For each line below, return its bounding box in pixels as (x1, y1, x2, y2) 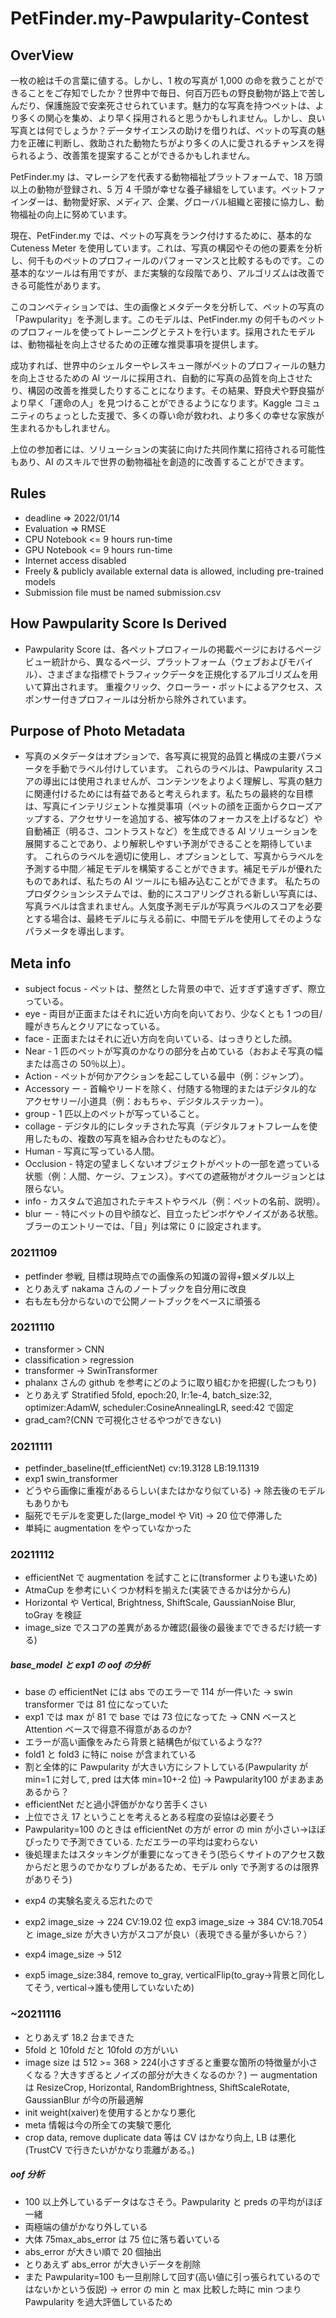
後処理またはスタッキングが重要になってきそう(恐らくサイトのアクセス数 (24, 1848, 325, 1861)
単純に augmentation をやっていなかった (24, 1522, 192, 1534)
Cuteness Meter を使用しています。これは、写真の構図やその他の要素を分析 (10, 242, 323, 254)
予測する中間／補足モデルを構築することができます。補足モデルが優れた (24, 863, 323, 875)
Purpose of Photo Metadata (10, 723, 186, 740)
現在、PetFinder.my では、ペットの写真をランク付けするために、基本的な (10, 230, 313, 241)
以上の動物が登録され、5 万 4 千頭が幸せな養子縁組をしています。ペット (10, 183, 308, 195)
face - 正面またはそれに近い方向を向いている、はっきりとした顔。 (24, 1033, 298, 1045)
